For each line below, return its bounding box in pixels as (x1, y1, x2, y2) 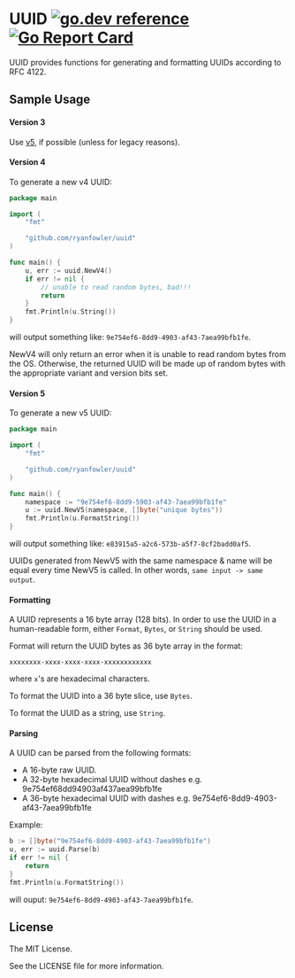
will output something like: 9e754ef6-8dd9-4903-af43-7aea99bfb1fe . (9, 332, 252, 343)
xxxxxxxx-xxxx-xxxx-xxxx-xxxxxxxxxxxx (9, 658, 152, 667)
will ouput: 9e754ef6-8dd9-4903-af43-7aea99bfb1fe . (9, 894, 194, 904)
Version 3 (9, 116, 46, 128)
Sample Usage (9, 92, 91, 107)
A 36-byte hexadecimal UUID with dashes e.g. (21, 793, 191, 803)
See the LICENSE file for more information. (9, 960, 164, 971)
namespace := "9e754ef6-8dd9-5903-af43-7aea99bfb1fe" (25, 497, 227, 507)
